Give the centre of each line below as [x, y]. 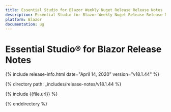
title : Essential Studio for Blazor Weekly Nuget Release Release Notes [84, 10]
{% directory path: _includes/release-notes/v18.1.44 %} [63, 84]
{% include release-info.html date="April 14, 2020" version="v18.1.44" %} [82, 74]
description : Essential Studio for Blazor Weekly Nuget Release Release [84, 15]
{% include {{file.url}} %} [32, 94]
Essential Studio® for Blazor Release [83, 49]
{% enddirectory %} [26, 104]
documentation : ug [25, 24]
